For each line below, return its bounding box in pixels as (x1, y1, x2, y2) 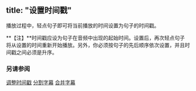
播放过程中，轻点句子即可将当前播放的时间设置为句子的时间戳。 (6, 22, 159, 29)
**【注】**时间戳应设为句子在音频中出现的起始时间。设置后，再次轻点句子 (6, 34, 185, 41)
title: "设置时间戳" (6, 5, 72, 16)
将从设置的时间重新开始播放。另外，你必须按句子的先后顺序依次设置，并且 (6, 41, 185, 48)
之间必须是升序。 (16, 49, 57, 56)
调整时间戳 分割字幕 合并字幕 (6, 79, 76, 86)
